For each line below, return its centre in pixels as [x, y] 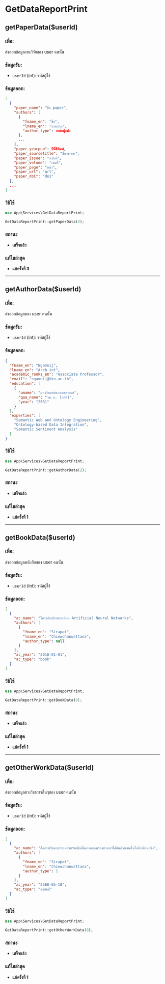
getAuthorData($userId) [43, 289]
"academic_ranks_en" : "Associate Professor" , [57, 374]
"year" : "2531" [34, 402]
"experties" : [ [25, 416]
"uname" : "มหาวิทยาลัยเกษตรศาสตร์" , [48, 393]
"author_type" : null [44, 641]
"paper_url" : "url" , [35, 172]
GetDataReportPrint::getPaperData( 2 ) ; [45, 222]
